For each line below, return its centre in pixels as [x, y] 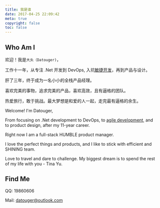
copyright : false [23, 23]
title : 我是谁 [18, 9]
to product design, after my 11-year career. [48, 125]
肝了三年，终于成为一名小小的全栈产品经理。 [50, 80]
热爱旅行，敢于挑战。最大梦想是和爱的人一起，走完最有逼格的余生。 [73, 101]
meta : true [16, 18]
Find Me [17, 179]
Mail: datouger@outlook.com [34, 200]
